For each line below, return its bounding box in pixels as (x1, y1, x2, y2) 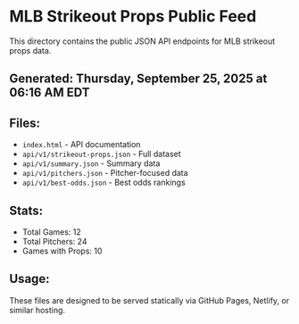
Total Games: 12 (21, 226, 82, 237)
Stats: (9, 203, 44, 218)
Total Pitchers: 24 (21, 236, 87, 246)
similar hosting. (9, 304, 65, 315)
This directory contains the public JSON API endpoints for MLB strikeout (9, 36, 276, 46)
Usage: (9, 271, 51, 287)
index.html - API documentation (21, 139, 141, 150)
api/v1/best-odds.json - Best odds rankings (21, 177, 186, 188)
